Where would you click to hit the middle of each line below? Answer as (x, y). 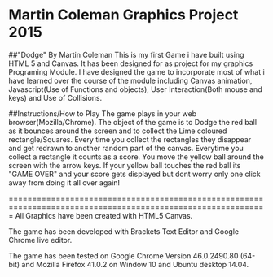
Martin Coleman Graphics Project (123, 15)
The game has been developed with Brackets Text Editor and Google (123, 231)
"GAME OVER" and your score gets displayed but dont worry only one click (134, 174)
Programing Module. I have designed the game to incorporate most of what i (136, 71)
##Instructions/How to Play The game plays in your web (103, 113)
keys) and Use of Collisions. (55, 97)
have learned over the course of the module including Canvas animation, (130, 80)
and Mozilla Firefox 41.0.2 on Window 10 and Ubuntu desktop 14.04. (135, 264)
